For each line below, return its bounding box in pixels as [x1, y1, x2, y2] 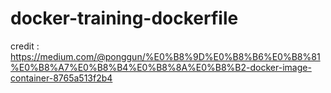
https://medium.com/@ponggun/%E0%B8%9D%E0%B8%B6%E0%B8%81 [10, 50, 321, 62]
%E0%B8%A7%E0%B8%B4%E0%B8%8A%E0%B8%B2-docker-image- [10, 61, 312, 73]
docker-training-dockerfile [10, 7, 239, 30]
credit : [10, 40, 40, 52]
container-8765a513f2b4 [10, 72, 113, 84]
